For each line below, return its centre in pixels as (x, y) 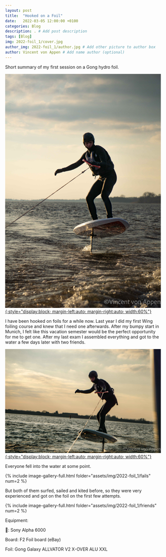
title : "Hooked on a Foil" (34, 16)
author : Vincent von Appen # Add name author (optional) (65, 52)
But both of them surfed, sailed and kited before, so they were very (73, 491)
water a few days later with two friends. (45, 342)
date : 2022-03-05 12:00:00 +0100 (42, 21)
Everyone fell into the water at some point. (48, 466)
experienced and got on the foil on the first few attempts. (63, 496)
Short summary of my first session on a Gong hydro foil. (62, 67)
